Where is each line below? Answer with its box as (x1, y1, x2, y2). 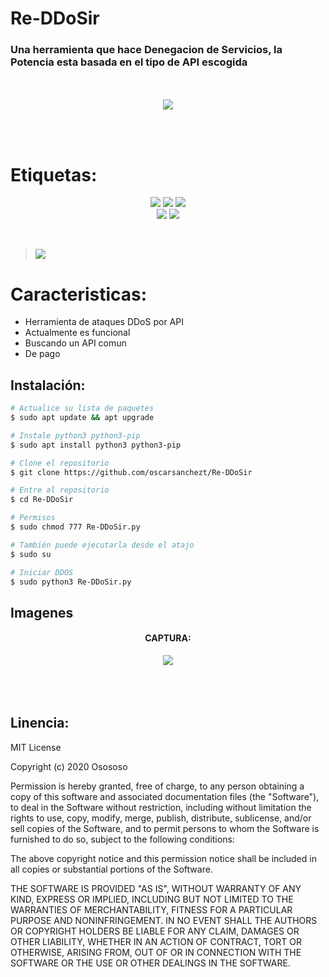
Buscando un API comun (24, 337, 127, 349)
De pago (24, 348, 61, 360)
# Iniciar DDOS (10, 567, 74, 577)
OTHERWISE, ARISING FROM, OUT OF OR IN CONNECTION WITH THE (10, 946, 302, 958)
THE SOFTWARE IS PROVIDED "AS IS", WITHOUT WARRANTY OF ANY (10, 882, 302, 894)
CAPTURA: (144, 632, 192, 644)
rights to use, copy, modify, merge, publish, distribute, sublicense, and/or (10, 812, 312, 824)
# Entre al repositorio (10, 485, 110, 496)
